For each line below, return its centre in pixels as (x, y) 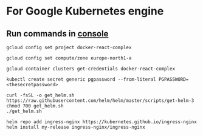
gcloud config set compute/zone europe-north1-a (69, 58)
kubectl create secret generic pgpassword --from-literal (81, 80)
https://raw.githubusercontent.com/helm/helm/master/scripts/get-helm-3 (100, 101)
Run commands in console (57, 34)
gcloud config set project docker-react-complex (69, 47)
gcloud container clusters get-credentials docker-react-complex (91, 69)
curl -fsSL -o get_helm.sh (40, 95)
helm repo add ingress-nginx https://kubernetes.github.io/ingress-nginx (102, 122)
